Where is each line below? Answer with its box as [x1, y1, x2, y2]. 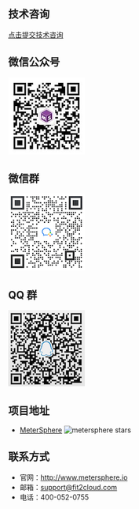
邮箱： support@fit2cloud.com [19, 482, 118, 492]
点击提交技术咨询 [8, 30, 64, 40]
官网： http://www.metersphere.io [19, 473, 128, 482]
